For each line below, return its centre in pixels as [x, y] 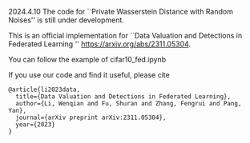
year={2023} [36, 125]
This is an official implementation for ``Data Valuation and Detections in [125, 36]
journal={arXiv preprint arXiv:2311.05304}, [91, 117]
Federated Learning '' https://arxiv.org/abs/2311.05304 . [99, 44]
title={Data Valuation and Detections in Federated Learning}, [123, 97]
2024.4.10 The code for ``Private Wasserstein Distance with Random [121, 12]
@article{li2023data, [44, 89]
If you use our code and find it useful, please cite [89, 75]
